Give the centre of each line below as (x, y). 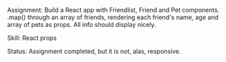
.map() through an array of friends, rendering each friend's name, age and (113, 17)
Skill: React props (32, 38)
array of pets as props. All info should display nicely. (82, 24)
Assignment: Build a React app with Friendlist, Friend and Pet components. (113, 10)
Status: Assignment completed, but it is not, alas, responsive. (94, 51)
